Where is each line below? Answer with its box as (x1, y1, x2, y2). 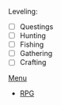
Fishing (19, 39, 44, 50)
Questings (19, 22, 54, 31)
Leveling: (8, 7, 38, 16)
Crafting (19, 58, 47, 67)
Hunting (19, 31, 46, 40)
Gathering (19, 49, 53, 58)
